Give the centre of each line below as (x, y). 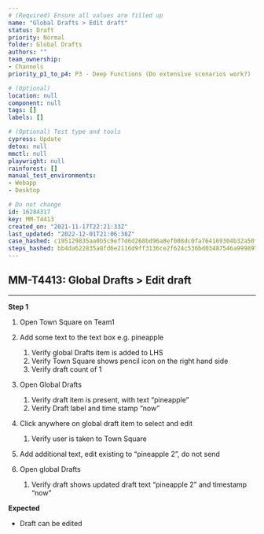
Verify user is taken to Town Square (89, 439)
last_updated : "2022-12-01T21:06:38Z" (71, 234)
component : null (35, 103)
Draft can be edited (51, 523)
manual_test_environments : (52, 176)
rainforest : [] (33, 169)
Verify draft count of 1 (66, 369)
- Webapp (22, 183)
